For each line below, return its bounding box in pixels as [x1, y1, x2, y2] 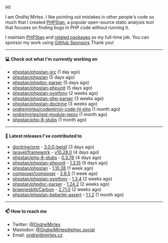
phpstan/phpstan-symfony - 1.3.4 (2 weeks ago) [12, 176, 112, 182]
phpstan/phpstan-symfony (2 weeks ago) [12, 90, 98, 96]
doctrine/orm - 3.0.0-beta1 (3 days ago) [12, 144, 94, 150]
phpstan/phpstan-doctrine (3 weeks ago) [12, 101, 98, 107]
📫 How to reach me [5, 208, 47, 214]
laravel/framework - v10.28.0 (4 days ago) [12, 149, 99, 155]
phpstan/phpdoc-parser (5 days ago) [12, 79, 89, 85]
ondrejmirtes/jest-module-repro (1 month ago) [12, 111, 107, 117]
